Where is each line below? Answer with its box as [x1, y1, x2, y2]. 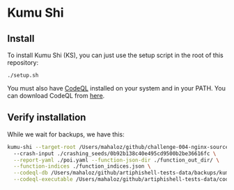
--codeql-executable [13, 176, 73, 183]
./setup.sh [7, 72, 39, 79]
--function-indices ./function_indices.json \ [13, 163, 151, 170]
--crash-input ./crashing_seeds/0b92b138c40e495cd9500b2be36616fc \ [13, 150, 217, 157]
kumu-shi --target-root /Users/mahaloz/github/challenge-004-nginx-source [7, 143, 229, 150]
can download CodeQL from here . [7, 92, 105, 100]
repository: [7, 58, 39, 67]
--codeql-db [13, 169, 49, 177]
